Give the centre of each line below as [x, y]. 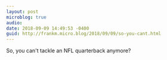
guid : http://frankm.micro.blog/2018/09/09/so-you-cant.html [84, 34]
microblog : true [26, 17]
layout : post [22, 12]
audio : [14, 23]
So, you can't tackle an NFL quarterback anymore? [69, 50]
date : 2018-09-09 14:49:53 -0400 [48, 28]
